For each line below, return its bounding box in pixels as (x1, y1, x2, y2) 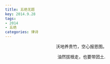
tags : (5, 16, 16, 21)
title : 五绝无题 (5, 7, 35, 12)
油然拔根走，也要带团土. (57, 54, 106, 60)
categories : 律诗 (5, 30, 39, 34)
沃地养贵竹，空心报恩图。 (56, 44, 107, 49)
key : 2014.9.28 (5, 12, 36, 16)
